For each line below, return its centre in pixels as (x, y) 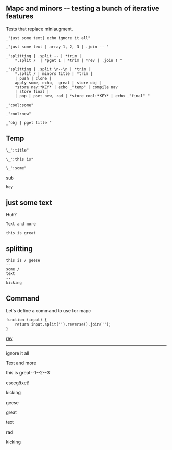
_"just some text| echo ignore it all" (48, 38)
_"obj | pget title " (29, 123)
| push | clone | (33, 78)
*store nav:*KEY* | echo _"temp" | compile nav (66, 87)
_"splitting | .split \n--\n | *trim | (48, 69)
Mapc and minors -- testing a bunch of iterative (83, 8)
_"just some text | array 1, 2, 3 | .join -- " (57, 47)
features (20, 17)
